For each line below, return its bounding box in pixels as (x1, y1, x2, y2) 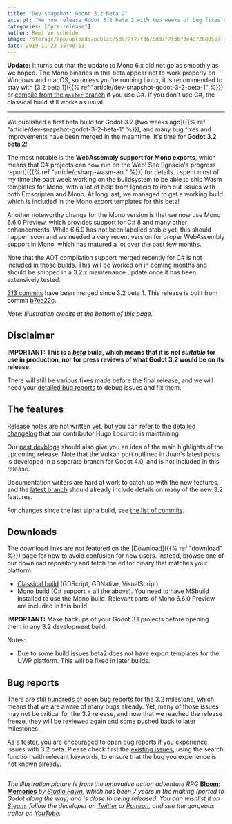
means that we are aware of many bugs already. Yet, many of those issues (7, 702, 219, 711)
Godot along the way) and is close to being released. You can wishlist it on (7, 794, 220, 803)
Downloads (7, 526, 57, 538)
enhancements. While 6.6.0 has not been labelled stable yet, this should (7, 225, 212, 234)
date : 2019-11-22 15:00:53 (7, 42, 85, 49)
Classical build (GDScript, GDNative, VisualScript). (17, 580, 161, 588)
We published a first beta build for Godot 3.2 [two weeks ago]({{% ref (7, 118, 206, 126)
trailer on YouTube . (7, 809, 61, 818)
